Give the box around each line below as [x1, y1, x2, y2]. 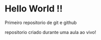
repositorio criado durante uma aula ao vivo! [5, 29, 96, 35]
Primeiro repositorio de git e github [5, 19, 77, 25]
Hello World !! [5, 3, 63, 14]
